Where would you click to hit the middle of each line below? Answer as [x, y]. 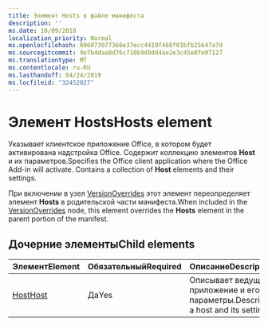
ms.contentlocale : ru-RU [49, 68]
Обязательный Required [134, 267]
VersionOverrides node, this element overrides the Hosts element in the [126, 211]
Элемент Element [46, 267]
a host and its [215, 310]
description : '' [35, 23]
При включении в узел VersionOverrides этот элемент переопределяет [130, 193]
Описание [209, 267]
